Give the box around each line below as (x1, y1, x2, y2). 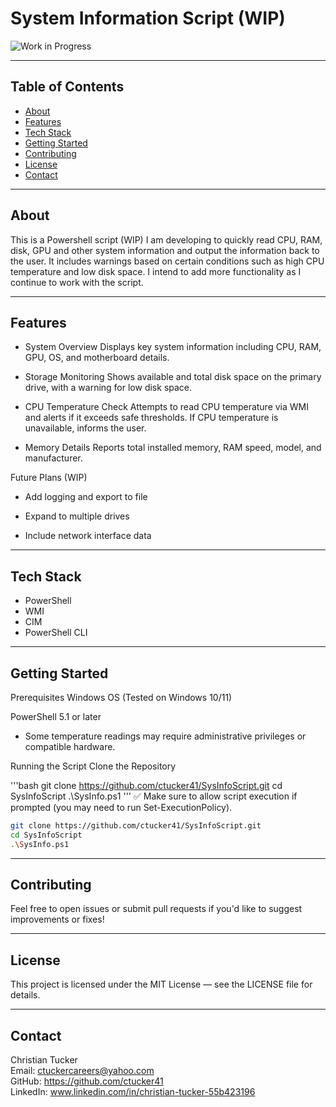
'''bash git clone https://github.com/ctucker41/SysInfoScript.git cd (10, 780, 283, 791)
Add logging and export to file (24, 491, 148, 503)
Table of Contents (10, 78, 125, 96)
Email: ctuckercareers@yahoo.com (10, 1065, 155, 1077)
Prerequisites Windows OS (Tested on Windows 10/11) (10, 692, 233, 703)
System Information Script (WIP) (10, 7, 286, 30)
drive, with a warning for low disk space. (24, 382, 193, 394)
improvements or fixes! (10, 913, 105, 926)
